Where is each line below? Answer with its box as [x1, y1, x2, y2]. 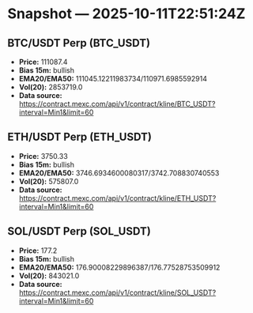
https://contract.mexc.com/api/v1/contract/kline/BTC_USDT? [18, 100, 216, 108]
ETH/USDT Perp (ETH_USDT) [7, 130, 152, 144]
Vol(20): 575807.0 [18, 176, 79, 186]
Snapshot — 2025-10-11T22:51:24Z [7, 5, 246, 23]
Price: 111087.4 [18, 57, 68, 66]
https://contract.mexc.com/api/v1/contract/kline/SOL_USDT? [18, 288, 217, 297]
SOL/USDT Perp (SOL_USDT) [7, 224, 151, 238]
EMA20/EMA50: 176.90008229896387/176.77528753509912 [18, 262, 221, 272]
